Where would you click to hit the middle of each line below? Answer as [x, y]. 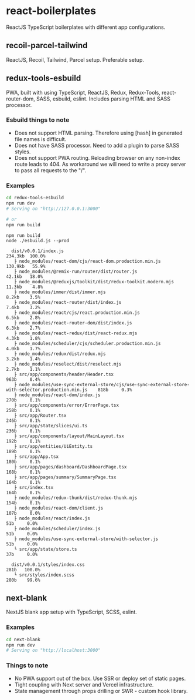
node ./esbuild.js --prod [37, 240]
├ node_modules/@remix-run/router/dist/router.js [76, 272]
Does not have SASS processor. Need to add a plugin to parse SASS [97, 145]
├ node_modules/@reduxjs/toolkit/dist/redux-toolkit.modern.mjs [94, 282]
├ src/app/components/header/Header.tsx [64, 374]
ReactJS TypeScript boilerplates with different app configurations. [86, 27]
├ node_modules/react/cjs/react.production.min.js [77, 313]
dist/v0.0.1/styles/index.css [48, 565]
